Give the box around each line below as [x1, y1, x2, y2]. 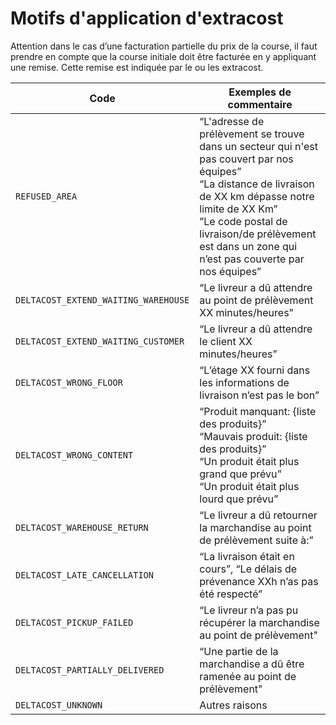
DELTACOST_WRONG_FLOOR [15, 377, 123, 388]
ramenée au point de [199, 669, 297, 683]
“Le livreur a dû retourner [199, 508, 318, 522]
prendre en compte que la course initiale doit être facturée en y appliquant [10, 50, 317, 62]
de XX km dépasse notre [199, 189, 315, 203]
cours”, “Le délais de [199, 562, 298, 576]
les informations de [199, 375, 290, 389]
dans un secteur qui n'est [199, 139, 319, 153]
